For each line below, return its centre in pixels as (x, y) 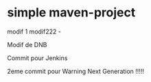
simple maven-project (71, 13)
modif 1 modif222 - (34, 31)
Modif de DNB (27, 44)
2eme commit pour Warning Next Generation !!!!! (75, 71)
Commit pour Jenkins (37, 58)
